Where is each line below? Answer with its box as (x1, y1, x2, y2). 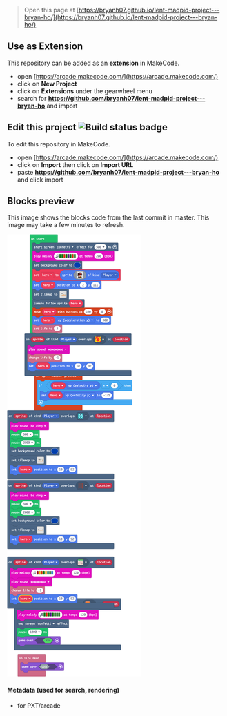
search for (17, 94, 47, 102)
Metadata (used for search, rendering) (7, 686, 119, 695)
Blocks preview (7, 195, 75, 207)
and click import (17, 175, 63, 184)
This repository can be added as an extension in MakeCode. (7, 59, 180, 67)
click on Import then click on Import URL (17, 160, 134, 168)
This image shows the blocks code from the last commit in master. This (7, 213, 210, 222)
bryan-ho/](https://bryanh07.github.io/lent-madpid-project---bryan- (23, 13, 218, 21)
